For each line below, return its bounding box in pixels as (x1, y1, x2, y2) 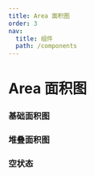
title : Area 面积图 (8, 11, 70, 20)
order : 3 (8, 19, 38, 28)
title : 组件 (15, 34, 54, 43)
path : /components (15, 42, 78, 50)
